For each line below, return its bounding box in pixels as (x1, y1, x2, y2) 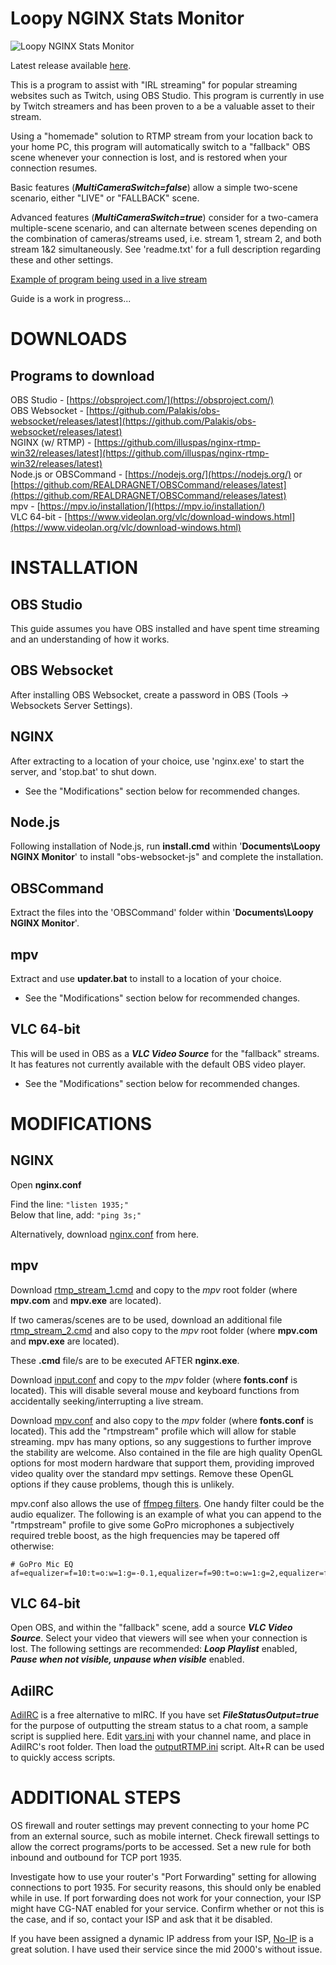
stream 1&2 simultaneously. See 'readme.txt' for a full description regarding (10, 243, 321, 255)
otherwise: (10, 1540, 55, 1552)
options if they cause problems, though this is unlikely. (10, 1478, 235, 1490)
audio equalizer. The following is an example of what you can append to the (10, 1508, 322, 1520)
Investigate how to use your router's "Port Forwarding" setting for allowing (10, 1871, 317, 1883)
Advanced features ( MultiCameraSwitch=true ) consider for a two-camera (10, 211, 319, 223)
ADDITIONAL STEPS (10, 1787, 182, 1809)
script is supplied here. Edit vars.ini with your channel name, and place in (10, 1730, 312, 1742)
